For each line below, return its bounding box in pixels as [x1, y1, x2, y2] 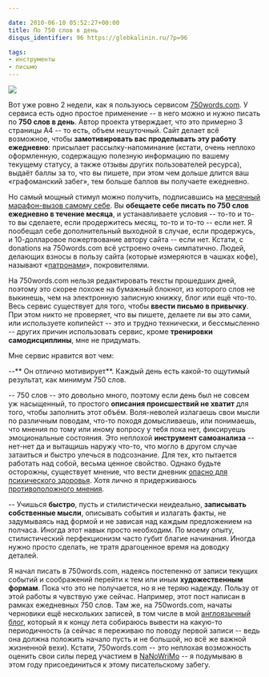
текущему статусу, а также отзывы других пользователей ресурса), [8, 159, 243, 169]
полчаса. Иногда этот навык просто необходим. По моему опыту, [8, 526, 235, 534]
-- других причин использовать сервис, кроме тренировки [8, 327, 214, 336]
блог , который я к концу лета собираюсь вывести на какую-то [8, 618, 223, 627]
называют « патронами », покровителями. [8, 260, 150, 269]
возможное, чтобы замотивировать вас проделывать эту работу [8, 134, 237, 143]
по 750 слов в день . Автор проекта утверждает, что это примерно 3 [8, 117, 243, 127]
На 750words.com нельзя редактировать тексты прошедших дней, [8, 276, 237, 285]
